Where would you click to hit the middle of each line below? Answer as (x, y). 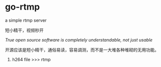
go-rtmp (22, 7)
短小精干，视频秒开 (24, 30)
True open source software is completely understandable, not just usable (79, 40)
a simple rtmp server (26, 20)
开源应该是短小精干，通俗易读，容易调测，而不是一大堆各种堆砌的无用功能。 (82, 50)
